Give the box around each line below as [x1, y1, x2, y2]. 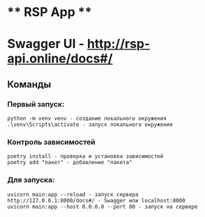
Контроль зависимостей [7, 137, 96, 147]
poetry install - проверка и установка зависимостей [7, 153, 164, 160]
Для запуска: [7, 175, 55, 185]
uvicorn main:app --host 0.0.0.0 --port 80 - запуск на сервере [7, 203, 198, 210]
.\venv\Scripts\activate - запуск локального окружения [7, 121, 173, 129]
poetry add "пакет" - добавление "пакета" [7, 159, 132, 166]
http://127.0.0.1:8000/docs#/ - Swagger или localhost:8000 [7, 197, 186, 204]
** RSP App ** [7, 4, 92, 20]
